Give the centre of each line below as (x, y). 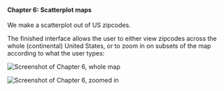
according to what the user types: (56, 53)
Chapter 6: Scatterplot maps (50, 10)
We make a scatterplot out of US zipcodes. (69, 25)
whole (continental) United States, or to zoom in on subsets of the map (109, 46)
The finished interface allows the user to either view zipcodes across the (112, 39)
